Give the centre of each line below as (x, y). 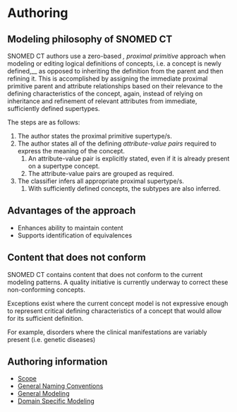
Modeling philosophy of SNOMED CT (90, 39)
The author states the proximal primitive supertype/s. (95, 136)
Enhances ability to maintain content (70, 228)
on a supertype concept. (64, 166)
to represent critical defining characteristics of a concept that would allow (115, 311)
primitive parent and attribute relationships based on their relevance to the (115, 86)
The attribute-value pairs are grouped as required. (101, 173)
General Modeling (43, 394)
